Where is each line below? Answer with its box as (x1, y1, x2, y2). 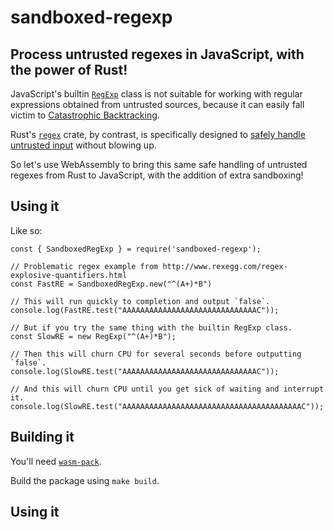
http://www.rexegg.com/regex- (162, 261, 288, 271)
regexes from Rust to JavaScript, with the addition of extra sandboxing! (10, 169, 304, 181)
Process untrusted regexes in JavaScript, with (10, 46, 305, 63)
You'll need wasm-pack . (10, 455, 102, 467)
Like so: (10, 224, 43, 236)
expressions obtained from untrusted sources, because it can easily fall (10, 99, 305, 110)
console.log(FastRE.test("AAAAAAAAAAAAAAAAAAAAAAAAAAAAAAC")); (10, 305, 280, 315)
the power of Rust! (10, 61, 128, 78)
